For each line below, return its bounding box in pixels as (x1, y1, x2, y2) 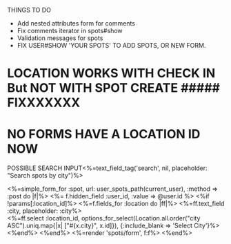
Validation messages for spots (17, 34, 103, 42)
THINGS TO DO (7, 6, 52, 14)
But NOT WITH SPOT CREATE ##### (7, 80, 221, 96)
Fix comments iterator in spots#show (17, 27, 123, 35)
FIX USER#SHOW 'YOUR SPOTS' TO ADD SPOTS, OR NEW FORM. (17, 41, 206, 49)
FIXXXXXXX (7, 95, 81, 111)
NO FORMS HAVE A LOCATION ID (7, 126, 201, 142)
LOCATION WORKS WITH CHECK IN (7, 66, 216, 82)
